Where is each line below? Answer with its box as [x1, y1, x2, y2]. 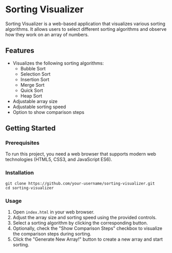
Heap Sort [20, 92, 43, 99]
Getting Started [5, 124, 56, 133]
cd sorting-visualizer [5, 185, 54, 190]
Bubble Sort [20, 65, 46, 71]
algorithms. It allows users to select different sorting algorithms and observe [5, 26, 167, 32]
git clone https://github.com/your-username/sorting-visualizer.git [5, 181, 155, 186]
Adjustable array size [12, 98, 58, 104]
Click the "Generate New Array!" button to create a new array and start [12, 236, 163, 242]
